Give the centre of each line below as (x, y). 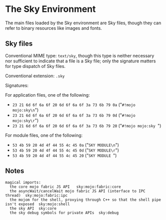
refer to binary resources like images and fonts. (54, 28)
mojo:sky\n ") (25, 110)
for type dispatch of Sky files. (35, 66)
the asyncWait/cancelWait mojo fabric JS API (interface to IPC (78, 191)
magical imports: (23, 182)
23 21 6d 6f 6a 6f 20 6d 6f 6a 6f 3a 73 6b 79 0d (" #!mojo (74, 115)
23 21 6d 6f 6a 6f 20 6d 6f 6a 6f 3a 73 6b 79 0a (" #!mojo (74, 105)
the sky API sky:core (33, 208)
